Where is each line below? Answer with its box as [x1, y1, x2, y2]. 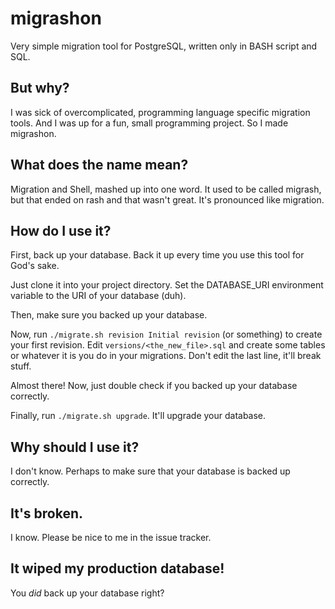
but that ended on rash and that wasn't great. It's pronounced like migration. [10, 193, 325, 206]
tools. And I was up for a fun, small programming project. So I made [10, 117, 289, 129]
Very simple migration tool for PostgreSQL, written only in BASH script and [10, 40, 318, 52]
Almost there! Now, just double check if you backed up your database [10, 380, 298, 392]
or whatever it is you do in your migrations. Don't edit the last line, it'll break [10, 350, 322, 362]
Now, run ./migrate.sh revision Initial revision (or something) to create [10, 328, 323, 341]
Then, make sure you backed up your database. [10, 309, 208, 321]
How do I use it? [10, 222, 112, 239]
